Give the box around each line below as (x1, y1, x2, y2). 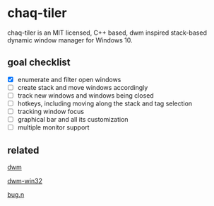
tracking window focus (17, 108, 85, 115)
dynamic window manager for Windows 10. (7, 35, 133, 44)
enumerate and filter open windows (17, 75, 121, 84)
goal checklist (7, 57, 71, 69)
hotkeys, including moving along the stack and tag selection (17, 99, 193, 108)
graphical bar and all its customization (17, 115, 129, 124)
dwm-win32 (7, 177, 43, 185)
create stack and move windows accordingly (17, 83, 148, 91)
